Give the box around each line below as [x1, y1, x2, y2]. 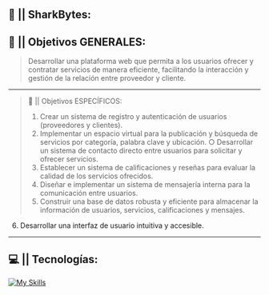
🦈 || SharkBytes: [8, 8, 92, 22]
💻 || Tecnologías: [8, 253, 98, 266]
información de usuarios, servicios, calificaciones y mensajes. [39, 205, 246, 215]
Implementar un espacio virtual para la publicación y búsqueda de [39, 129, 259, 138]
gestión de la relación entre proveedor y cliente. [27, 74, 187, 83]
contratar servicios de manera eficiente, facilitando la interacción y [27, 65, 249, 74]
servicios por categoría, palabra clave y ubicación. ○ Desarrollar [39, 138, 254, 147]
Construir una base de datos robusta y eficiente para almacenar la [39, 197, 259, 206]
